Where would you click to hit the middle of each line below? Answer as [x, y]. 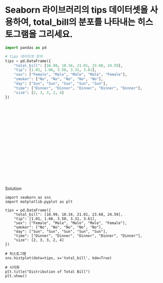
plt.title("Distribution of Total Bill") [48, 272]
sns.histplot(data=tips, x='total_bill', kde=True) [58, 258]
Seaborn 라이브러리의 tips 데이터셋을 [77, 10]
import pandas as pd [26, 47]
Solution [13, 189]
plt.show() [16, 276]
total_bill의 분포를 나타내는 [84, 22]
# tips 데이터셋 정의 [24, 57]
